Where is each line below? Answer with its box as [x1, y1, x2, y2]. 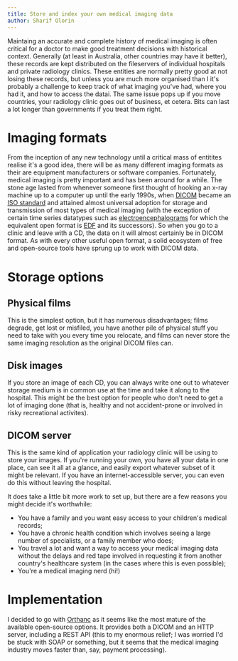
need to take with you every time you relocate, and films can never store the [7, 331, 230, 340]
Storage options [7, 269, 104, 285]
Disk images [7, 359, 63, 371]
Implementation [7, 592, 103, 608]
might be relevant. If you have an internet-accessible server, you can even [7, 471, 225, 479]
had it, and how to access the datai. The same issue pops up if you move [7, 90, 221, 98]
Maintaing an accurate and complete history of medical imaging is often [7, 36, 218, 45]
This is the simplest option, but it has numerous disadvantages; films [7, 316, 208, 325]
